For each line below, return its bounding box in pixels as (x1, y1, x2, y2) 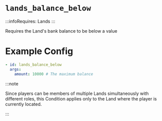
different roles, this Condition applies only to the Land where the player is (5, 95, 157, 101)
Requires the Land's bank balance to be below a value (5, 28, 117, 34)
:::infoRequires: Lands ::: (5, 18, 55, 24)
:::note (5, 80, 19, 86)
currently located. (5, 101, 42, 107)
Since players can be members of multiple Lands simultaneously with (5, 90, 149, 96)
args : (10, 67, 22, 72)
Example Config (5, 46, 73, 57)
